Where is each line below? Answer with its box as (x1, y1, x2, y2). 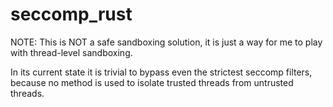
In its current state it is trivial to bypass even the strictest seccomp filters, (10, 66, 313, 78)
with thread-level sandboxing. (10, 46, 133, 58)
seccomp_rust (10, 3, 133, 26)
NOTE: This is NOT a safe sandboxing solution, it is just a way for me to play (10, 36, 323, 48)
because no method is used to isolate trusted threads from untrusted (10, 76, 294, 88)
